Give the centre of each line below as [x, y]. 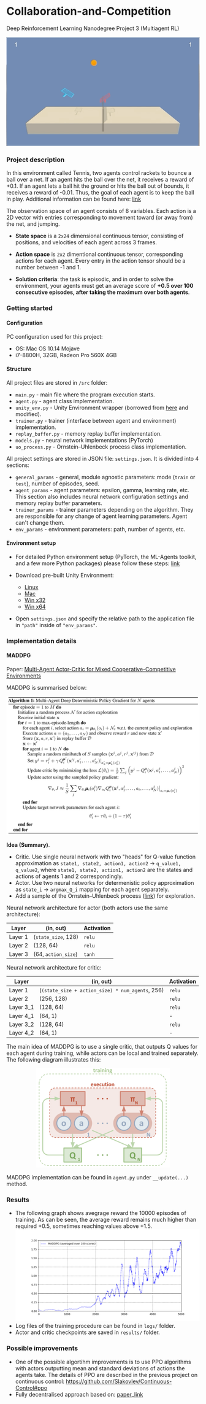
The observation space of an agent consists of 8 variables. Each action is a [101, 211]
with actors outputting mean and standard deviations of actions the [100, 1368]
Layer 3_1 [21, 1007]
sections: [18, 465]
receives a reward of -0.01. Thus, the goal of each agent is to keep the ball [100, 193]
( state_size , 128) [56, 937]
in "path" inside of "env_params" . [56, 625]
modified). [28, 414]
